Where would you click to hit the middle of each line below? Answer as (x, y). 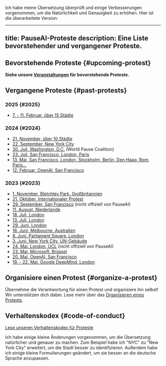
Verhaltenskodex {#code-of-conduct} (65, 316)
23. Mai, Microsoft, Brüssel (40, 252)
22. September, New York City (43, 144)
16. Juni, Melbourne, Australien (44, 230)
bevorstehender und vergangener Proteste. (74, 46)
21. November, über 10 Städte (42, 139)
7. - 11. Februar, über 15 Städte (43, 115)
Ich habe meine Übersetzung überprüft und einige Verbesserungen (74, 8)
